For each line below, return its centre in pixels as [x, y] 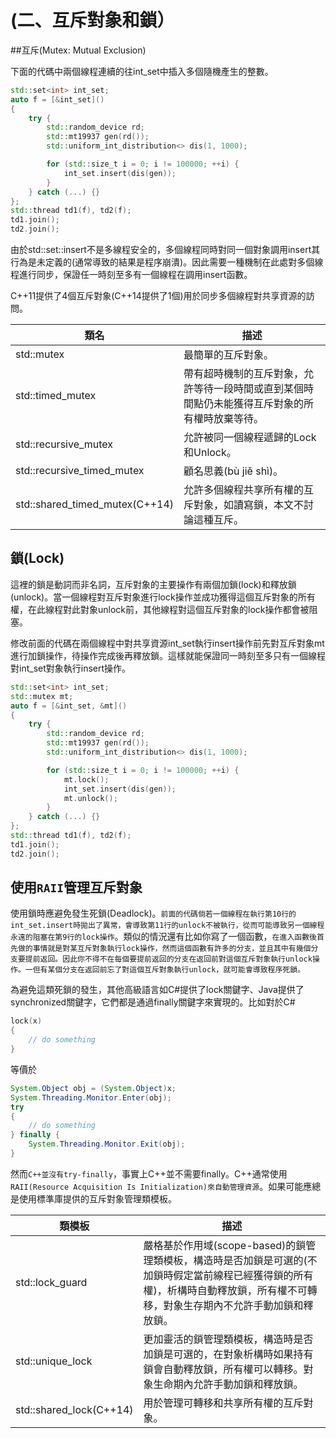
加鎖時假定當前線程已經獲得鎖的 [218, 1275]
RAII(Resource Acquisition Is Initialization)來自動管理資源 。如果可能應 [161, 1186]
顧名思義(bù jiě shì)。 [233, 471]
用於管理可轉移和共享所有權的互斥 [223, 1403]
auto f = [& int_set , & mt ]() [69, 706]
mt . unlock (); [90, 798]
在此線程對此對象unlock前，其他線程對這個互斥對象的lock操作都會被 [168, 609]
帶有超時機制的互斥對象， [244, 374]
